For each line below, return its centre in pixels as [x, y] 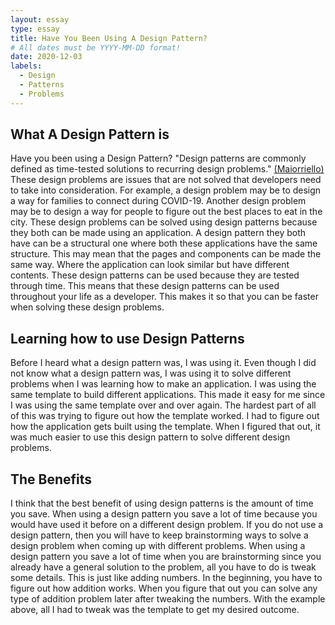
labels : [26, 66]
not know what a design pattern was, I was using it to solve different [151, 373]
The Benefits [51, 479]
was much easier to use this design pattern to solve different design [150, 437]
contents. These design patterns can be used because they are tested [155, 275]
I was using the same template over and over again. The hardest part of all [163, 405]
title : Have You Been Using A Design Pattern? [109, 38]
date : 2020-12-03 [46, 57]
